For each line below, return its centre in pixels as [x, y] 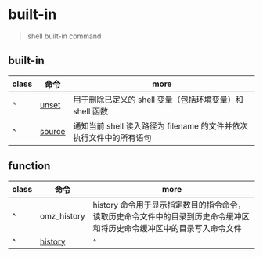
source [52, 131]
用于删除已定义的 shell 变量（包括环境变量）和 [159, 100]
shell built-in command [64, 36]
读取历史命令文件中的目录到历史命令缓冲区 [171, 216]
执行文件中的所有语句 [112, 137]
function [29, 166]
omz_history [62, 215]
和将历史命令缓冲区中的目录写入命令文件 [167, 228]
